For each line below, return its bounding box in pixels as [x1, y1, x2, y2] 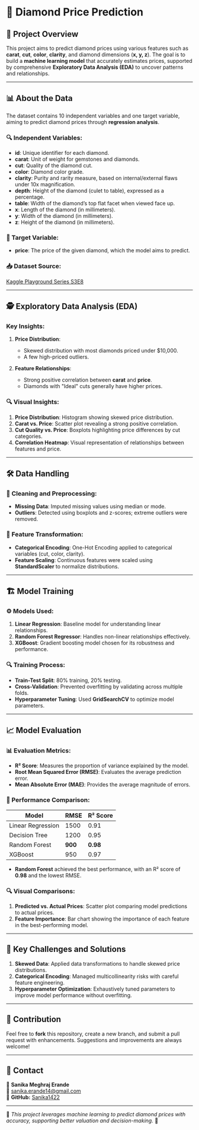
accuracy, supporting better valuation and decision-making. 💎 [6, 1117, 159, 1124]
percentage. [14, 193, 45, 201]
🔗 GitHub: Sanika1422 [6, 1094, 60, 1101]
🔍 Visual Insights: [6, 398, 59, 406]
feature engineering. [14, 979, 65, 986]
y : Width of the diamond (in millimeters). [14, 212, 114, 220]
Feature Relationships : [14, 365, 72, 372]
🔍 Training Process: [6, 661, 66, 669]
